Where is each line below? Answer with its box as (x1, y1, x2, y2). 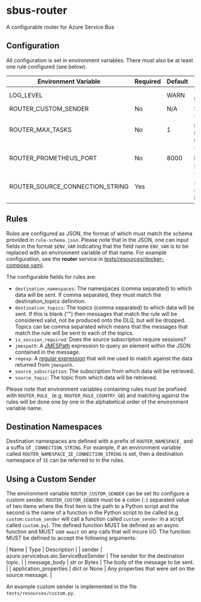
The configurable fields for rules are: (6, 273, 97, 280)
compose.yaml (6, 262, 43, 269)
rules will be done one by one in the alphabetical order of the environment (6, 398, 188, 405)
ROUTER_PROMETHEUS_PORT (9, 154, 98, 162)
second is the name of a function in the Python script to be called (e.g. (6, 509, 180, 516)
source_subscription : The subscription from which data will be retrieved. (14, 367, 194, 375)
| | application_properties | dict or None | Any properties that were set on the (6, 565, 195, 572)
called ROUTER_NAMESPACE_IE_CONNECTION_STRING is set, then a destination (6, 450, 184, 458)
